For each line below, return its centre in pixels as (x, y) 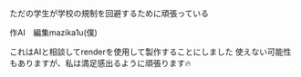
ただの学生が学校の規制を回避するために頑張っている (109, 13)
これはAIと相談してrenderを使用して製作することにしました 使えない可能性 (150, 52)
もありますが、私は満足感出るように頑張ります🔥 (100, 63)
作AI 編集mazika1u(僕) (53, 33)
